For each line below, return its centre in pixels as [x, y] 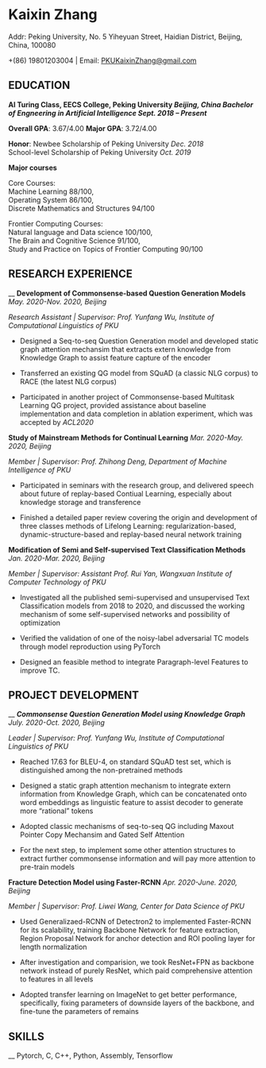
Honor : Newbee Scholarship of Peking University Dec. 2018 [106, 144]
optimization [40, 623]
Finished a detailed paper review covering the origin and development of [139, 517]
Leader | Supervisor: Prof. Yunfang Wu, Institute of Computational [116, 738]
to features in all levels [56, 979]
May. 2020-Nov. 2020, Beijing [58, 301]
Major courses [33, 168]
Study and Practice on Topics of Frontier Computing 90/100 [106, 249]
